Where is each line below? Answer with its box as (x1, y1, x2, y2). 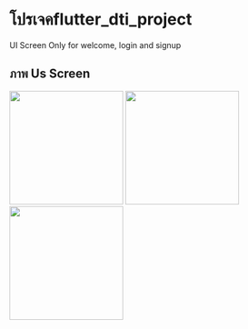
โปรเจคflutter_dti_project (9, 9, 193, 30)
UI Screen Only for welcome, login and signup (9, 39, 182, 50)
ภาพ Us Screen (9, 66, 91, 82)
